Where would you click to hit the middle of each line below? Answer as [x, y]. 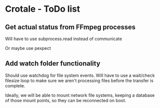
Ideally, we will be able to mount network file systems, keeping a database [80, 95]
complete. [15, 86]
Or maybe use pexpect [28, 48]
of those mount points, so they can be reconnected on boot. [66, 100]
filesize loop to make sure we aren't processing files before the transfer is [79, 80]
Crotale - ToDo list [43, 9]
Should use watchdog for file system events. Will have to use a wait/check [80, 75]
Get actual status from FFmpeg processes [70, 27]
